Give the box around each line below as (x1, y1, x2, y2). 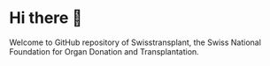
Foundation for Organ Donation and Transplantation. (9, 46, 199, 56)
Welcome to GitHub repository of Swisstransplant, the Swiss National (9, 37, 261, 48)
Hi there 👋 (9, 8, 82, 28)
